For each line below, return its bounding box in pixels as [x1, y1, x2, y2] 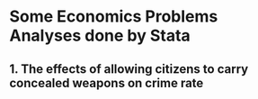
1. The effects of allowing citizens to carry [9, 61, 249, 76]
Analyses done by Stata [9, 25, 191, 46]
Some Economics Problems [9, 6, 218, 27]
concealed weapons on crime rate [9, 75, 204, 91]
